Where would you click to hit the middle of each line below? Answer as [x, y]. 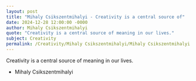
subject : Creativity [31, 38]
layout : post [22, 11]
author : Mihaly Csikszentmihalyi [47, 28]
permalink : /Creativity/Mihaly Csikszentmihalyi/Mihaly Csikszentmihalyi [98, 44]
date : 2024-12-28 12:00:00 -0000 [47, 22]
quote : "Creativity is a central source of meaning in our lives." [90, 33]
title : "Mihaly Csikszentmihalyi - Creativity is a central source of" [95, 17]
